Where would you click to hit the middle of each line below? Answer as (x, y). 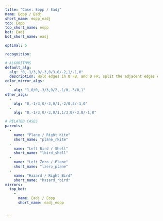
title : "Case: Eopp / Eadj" (33, 9)
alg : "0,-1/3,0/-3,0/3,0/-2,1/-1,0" (46, 72)
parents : (14, 126)
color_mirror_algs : (25, 81)
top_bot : (18, 189)
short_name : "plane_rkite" (41, 139)
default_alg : (18, 68)
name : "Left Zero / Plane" (41, 162)
